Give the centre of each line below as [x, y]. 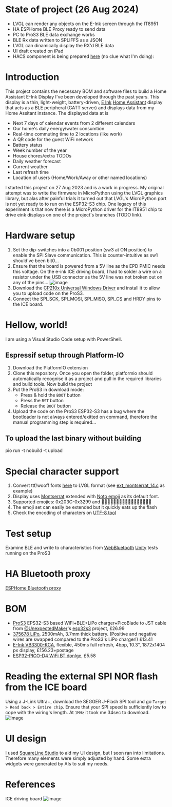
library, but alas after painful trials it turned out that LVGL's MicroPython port [86, 198]
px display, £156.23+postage [43, 651]
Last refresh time [31, 172]
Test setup [28, 533]
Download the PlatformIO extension [50, 367]
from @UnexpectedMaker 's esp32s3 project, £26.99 [69, 628]
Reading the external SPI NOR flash [82, 676]
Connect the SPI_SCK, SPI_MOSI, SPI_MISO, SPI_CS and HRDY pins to [87, 299]
